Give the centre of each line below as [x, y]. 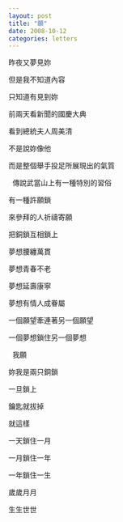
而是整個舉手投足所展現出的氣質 [61, 166]
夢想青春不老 [30, 269]
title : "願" [28, 23]
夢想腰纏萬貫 [30, 252]
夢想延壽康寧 [30, 286]
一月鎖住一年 [30, 458]
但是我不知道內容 [37, 80]
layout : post [30, 16]
